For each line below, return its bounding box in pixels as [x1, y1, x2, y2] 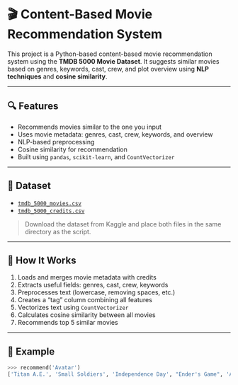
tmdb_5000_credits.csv [17, 207, 85, 214]
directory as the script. [24, 227, 91, 236]
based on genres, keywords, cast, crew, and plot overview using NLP [7, 64, 209, 73]
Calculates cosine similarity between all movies [17, 311, 156, 319]
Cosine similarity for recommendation [17, 145, 127, 154]
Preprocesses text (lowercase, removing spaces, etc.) [17, 288, 176, 297]
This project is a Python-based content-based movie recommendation [7, 50, 212, 58]
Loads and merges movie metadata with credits [17, 273, 157, 282]
